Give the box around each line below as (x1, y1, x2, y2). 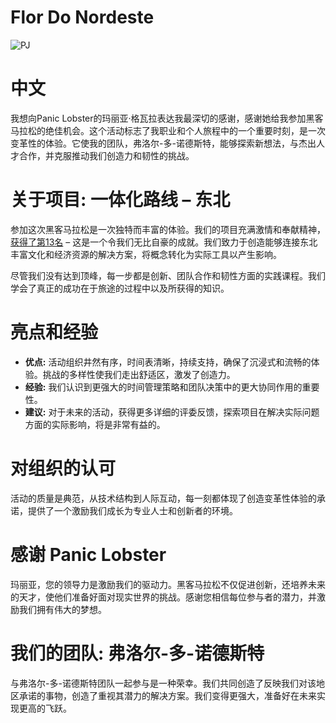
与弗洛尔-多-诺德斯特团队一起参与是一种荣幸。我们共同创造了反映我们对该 (10, 677, 317, 689)
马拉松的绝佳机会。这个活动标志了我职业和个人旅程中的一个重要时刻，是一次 (10, 124, 326, 136)
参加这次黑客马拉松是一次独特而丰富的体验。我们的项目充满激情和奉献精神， (10, 223, 326, 235)
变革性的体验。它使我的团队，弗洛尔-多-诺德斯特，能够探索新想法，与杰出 (10, 137, 317, 149)
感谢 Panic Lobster (10, 543, 167, 566)
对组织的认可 (10, 457, 117, 480)
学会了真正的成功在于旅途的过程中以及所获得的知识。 (10, 282, 230, 294)
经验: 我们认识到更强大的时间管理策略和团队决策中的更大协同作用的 (24, 381, 303, 393)
